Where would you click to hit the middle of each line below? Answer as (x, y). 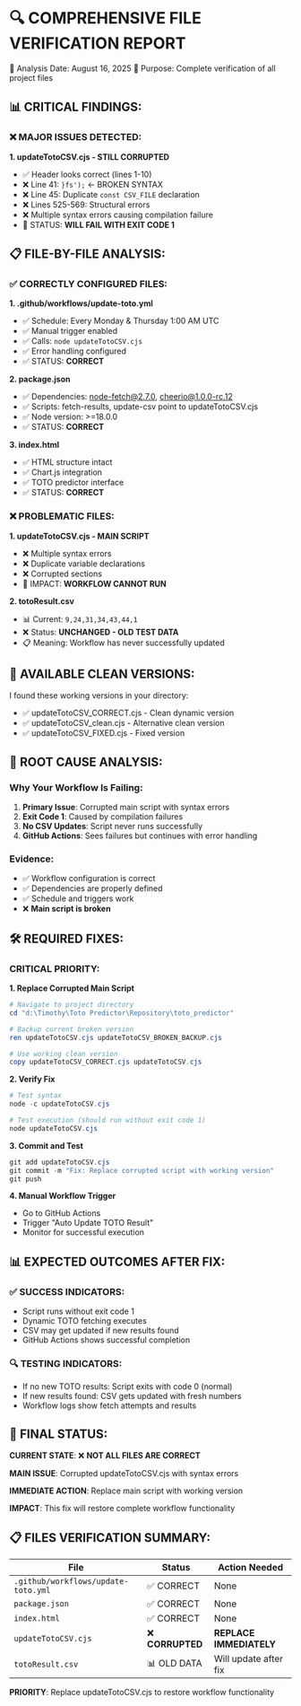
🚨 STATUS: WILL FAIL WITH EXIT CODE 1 (98, 224)
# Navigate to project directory (72, 1005)
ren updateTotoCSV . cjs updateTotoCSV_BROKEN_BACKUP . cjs (116, 1037)
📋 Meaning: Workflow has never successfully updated (124, 643)
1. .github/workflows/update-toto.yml (82, 303)
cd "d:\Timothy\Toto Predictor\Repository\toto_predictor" (122, 1013)
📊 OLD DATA (175, 1663)
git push (26, 1179)
